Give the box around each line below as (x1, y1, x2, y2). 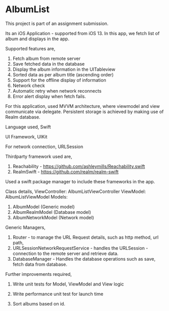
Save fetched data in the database (12, 61, 85, 67)
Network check (12, 82, 45, 89)
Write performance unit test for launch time (12, 291, 103, 297)
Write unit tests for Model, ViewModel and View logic (12, 281, 124, 287)
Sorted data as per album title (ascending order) (12, 71, 114, 77)
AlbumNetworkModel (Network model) (12, 214, 94, 220)
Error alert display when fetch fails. (12, 93, 87, 99)
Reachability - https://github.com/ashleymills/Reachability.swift (12, 163, 145, 169)
